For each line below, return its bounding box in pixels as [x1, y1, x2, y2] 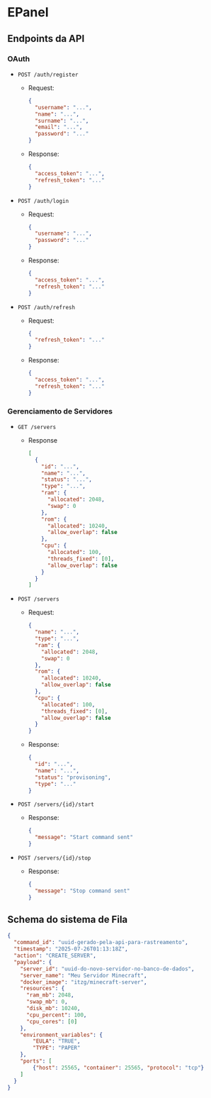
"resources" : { [20, 985, 65, 992]
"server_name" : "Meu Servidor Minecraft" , [20, 972, 147, 979]
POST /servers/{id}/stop [17, 855, 91, 862]
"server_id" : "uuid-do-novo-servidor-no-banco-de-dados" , [20, 965, 195, 972]
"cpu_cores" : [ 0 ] [25, 1018, 78, 1025]
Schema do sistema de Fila [7, 914, 128, 926]
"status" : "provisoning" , [34, 774, 111, 781]
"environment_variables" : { [20, 1031, 103, 1038]
